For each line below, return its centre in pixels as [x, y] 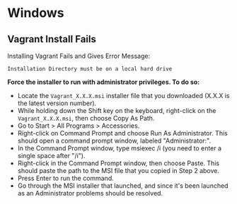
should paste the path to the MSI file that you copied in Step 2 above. [118, 170]
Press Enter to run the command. [66, 178]
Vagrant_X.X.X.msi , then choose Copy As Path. [86, 118]
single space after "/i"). [51, 156]
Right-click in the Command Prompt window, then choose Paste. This [118, 163]
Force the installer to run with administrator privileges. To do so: [104, 82]
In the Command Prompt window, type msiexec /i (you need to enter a [119, 148]
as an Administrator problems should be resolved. [90, 193]
